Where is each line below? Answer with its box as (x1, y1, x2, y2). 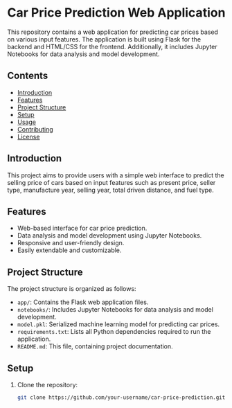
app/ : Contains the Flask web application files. (17, 298, 149, 306)
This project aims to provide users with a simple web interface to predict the (7, 171, 224, 179)
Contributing (17, 125, 53, 133)
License (17, 132, 40, 141)
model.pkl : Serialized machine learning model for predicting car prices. (17, 320, 220, 328)
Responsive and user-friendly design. (17, 239, 125, 247)
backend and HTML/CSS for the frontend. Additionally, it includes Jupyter (7, 42, 217, 51)
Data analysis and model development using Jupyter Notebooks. (17, 231, 202, 240)
